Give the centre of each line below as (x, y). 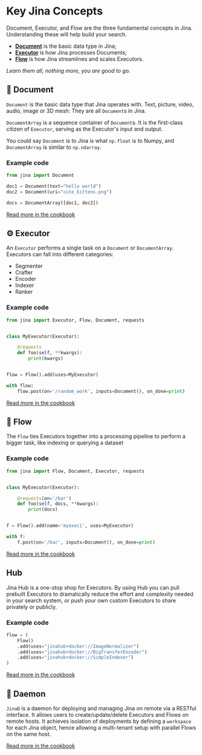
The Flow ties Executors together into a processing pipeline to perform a (96, 437)
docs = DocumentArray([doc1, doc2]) (52, 203)
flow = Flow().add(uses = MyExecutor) (52, 375)
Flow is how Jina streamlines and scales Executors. (79, 59)
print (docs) (43, 510)
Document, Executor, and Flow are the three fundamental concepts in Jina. (99, 28)
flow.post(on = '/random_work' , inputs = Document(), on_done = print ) (101, 391)
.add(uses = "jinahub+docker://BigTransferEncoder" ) (82, 652)
